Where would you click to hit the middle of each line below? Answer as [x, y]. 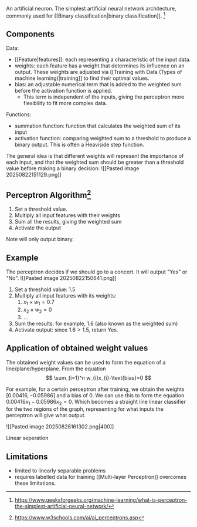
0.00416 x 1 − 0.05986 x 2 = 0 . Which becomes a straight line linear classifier [96, 402]
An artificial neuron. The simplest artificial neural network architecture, [91, 9]
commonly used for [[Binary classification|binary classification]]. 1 [86, 15]
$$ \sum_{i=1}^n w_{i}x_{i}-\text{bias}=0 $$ [98, 377]
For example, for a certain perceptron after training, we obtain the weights [95, 389]
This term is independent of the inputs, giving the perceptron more [104, 97]
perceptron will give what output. [46, 415]
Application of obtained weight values [77, 348]
